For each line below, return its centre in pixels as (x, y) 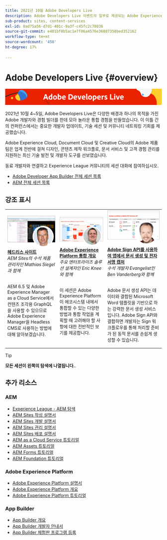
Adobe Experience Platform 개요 (45, 489)
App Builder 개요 (29, 520)
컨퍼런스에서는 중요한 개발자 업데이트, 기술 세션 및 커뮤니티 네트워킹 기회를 (83, 126)
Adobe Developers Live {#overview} (82, 77)
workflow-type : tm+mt (28, 37)
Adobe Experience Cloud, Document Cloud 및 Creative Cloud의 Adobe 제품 (82, 143)
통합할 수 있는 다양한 (79, 308)
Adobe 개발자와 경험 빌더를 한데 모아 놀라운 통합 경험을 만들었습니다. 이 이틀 (80, 120)
